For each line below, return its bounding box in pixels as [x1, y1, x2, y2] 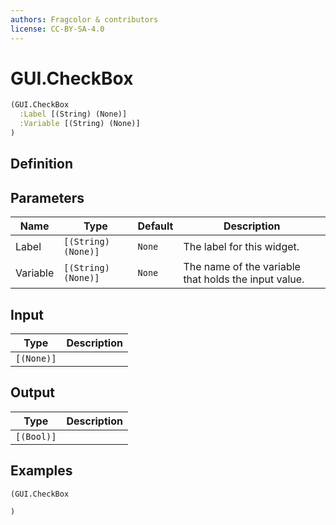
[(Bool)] [15, 431, 57, 442]
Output [10, 384, 55, 401]
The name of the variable [183, 260, 301, 274]
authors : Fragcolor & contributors [10, 14, 159, 25]
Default [137, 219, 174, 233]
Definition [10, 156, 73, 173]
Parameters [10, 189, 85, 206]
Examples [10, 462, 73, 480]
